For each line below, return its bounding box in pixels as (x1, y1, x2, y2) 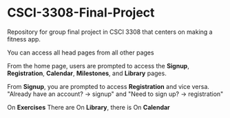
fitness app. (7, 35, 41, 43)
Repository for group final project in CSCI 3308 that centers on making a (7, 28, 213, 36)
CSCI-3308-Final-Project (7, 5, 155, 21)
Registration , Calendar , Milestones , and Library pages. (7, 69, 167, 77)
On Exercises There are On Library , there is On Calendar (7, 103, 170, 111)
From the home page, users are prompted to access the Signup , (7, 61, 189, 70)
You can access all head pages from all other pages (7, 48, 154, 57)
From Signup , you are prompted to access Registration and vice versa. (7, 82, 210, 90)
